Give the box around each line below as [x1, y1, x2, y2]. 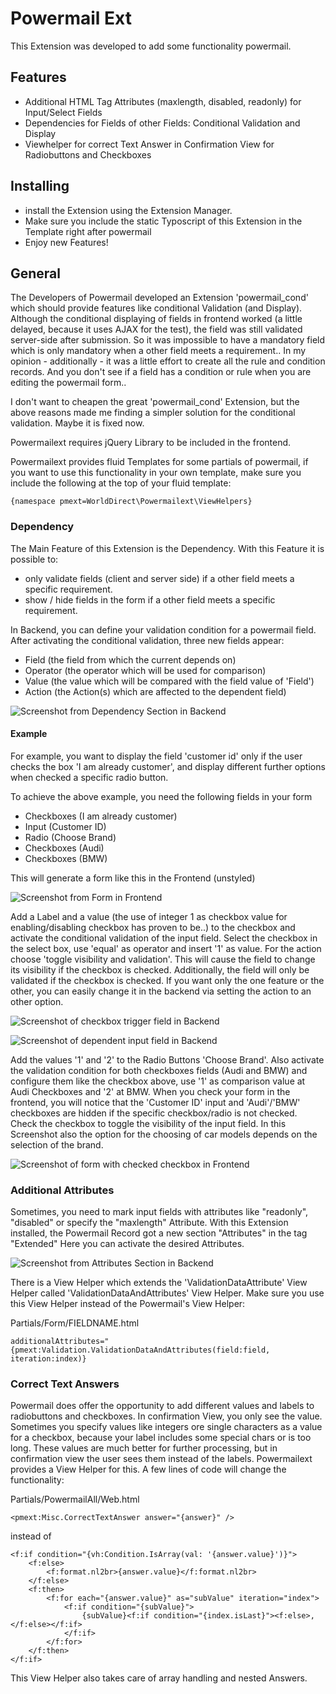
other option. [10, 995, 64, 1007]
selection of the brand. [10, 1138, 104, 1151]
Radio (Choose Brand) [24, 831, 117, 843]
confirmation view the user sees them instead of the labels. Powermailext [10, 1453, 313, 1465]
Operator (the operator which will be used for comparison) [24, 664, 267, 676]
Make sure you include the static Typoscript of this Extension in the [24, 215, 303, 227]
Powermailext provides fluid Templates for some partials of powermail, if [10, 456, 309, 468]
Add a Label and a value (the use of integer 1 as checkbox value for [10, 910, 288, 922]
